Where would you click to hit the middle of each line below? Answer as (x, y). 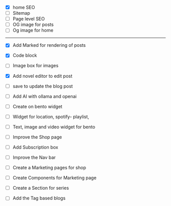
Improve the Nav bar (34, 157)
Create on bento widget (37, 106)
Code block (25, 55)
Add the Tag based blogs (39, 198)
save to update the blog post (42, 86)
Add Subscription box (35, 147)
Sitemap (21, 13)
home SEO (24, 7)
